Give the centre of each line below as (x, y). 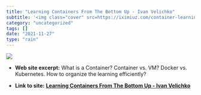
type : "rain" (22, 39)
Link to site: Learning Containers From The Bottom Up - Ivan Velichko (103, 85)
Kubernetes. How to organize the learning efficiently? (80, 74)
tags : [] (17, 28)
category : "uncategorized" (40, 23)
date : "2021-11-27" (31, 34)
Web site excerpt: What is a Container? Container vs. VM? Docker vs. (101, 68)
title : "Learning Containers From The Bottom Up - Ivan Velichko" (91, 12)
